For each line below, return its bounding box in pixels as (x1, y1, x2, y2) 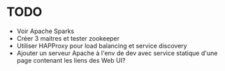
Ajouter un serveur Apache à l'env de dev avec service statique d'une (16, 49, 218, 57)
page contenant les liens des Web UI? (16, 56, 126, 64)
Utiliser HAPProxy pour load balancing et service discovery (16, 41, 187, 50)
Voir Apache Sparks (16, 27, 75, 35)
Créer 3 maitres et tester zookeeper (16, 34, 120, 42)
